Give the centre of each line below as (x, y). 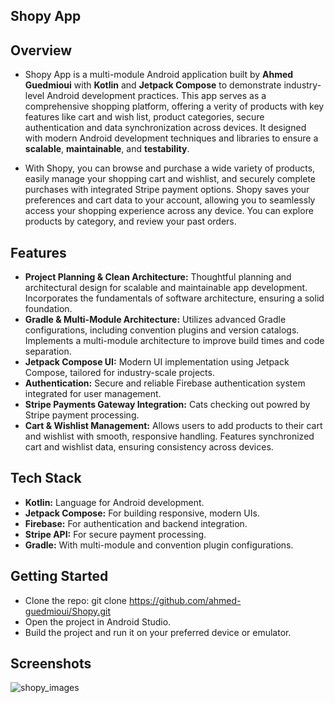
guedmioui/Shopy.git (67, 611)
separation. (48, 351)
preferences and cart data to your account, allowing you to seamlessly (170, 200)
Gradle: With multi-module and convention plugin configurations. (159, 545)
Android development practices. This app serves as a (156, 96)
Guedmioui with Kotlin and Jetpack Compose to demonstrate (153, 85)
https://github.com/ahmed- (185, 600)
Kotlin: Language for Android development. (114, 502)
